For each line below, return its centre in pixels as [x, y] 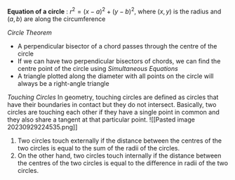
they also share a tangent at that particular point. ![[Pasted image [101, 120]
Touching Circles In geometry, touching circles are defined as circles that [113, 97]
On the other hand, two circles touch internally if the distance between [119, 155]
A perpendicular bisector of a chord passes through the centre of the [117, 46]
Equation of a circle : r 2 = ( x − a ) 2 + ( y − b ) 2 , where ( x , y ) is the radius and [114, 11]
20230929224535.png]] [42, 127]
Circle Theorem [30, 32]
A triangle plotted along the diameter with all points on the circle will [115, 76]
